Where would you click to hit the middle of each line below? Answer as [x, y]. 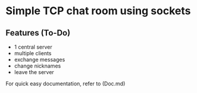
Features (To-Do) [38, 33]
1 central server [33, 47]
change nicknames [37, 66]
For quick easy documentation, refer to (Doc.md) [65, 84]
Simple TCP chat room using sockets [98, 11]
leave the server [34, 72]
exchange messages [40, 60]
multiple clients [33, 53]
